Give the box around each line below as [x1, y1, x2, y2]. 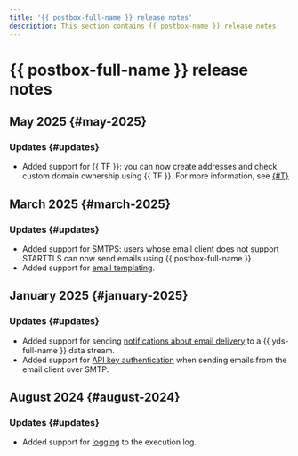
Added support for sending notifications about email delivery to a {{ [21, 336, 270, 346]
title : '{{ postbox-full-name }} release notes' [9, 12, 193, 22]
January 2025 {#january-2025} [9, 288, 189, 303]
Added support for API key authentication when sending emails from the [21, 354, 287, 365]
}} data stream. [59, 344, 116, 355]
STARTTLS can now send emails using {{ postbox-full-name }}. [21, 253, 254, 264]
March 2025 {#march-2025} [9, 196, 172, 211]
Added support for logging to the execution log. [21, 436, 197, 447]
